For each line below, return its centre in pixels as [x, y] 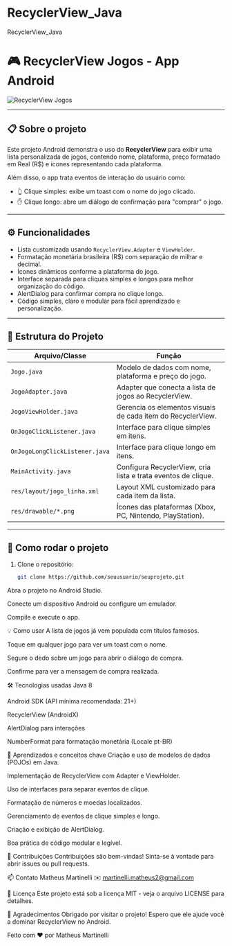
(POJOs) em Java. [33, 762]
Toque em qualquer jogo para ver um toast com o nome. [87, 645]
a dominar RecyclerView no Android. [59, 922]
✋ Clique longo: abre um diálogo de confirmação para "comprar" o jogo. [120, 202]
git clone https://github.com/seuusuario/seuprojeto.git [101, 577]
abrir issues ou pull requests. [48, 864]
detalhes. [20, 901]
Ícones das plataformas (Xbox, [166, 507]
